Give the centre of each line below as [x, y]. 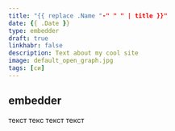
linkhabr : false [35, 46]
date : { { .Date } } [39, 23]
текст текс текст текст [46, 120]
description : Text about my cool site [73, 53]
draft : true [28, 38]
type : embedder [34, 31]
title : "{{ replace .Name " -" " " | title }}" [88, 16]
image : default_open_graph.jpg [61, 61]
